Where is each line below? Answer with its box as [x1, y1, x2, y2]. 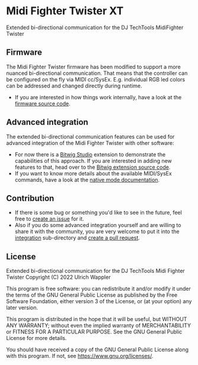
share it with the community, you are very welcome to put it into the [14, 228, 180, 235]
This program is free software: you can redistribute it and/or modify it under [6, 285, 191, 292]
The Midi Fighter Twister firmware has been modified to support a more [6, 63, 181, 70]
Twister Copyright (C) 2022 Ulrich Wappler [6, 273, 111, 281]
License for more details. [6, 335, 67, 342]
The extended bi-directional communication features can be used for [6, 133, 175, 140]
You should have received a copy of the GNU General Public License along [6, 346, 189, 353]
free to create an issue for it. [14, 215, 84, 222]
